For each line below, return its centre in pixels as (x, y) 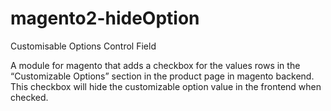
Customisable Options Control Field (83, 46)
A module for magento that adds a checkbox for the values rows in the (155, 65)
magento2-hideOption (105, 18)
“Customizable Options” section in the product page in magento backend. (162, 76)
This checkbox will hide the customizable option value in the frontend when (166, 86)
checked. (29, 97)
